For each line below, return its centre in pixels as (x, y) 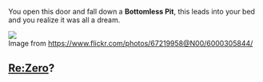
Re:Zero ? (32, 68)
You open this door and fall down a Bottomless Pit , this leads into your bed (132, 12)
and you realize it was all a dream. (64, 20)
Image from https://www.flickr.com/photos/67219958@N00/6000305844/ (131, 43)
